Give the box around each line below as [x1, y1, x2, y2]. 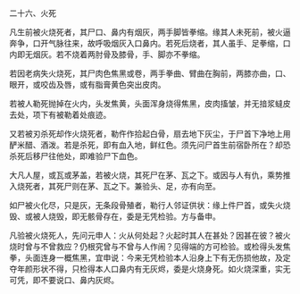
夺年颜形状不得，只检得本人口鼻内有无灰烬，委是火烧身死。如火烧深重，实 [9, 264, 283, 274]
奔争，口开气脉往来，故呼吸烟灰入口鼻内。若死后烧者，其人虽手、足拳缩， [9, 38, 283, 48]
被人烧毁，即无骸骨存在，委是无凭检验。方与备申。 [32, 211, 221, 222]
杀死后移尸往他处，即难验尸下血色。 [9, 151, 143, 161]
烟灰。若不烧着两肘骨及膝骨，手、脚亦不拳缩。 [32, 49, 205, 60]
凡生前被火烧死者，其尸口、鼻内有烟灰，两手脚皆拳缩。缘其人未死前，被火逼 [9, 27, 291, 38]
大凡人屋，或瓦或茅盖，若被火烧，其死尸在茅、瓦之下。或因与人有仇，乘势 [9, 170, 283, 181]
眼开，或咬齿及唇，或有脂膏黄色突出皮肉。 [9, 80, 166, 89]
